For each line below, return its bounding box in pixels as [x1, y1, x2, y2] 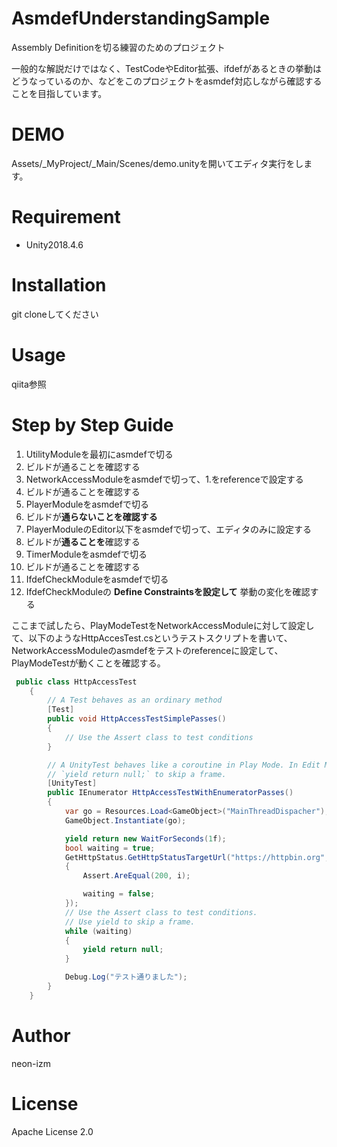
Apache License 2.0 [11, 1125, 94, 1137]
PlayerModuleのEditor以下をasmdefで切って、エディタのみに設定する [25, 523, 313, 535]
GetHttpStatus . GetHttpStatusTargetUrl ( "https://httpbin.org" [64, 852, 326, 862]
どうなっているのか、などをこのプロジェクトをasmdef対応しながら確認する [11, 75, 323, 87]
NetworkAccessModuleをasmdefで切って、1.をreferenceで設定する [25, 473, 304, 485]
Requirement [11, 206, 121, 229]
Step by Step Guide [11, 413, 174, 436]
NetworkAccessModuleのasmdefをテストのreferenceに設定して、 [11, 644, 284, 656]
